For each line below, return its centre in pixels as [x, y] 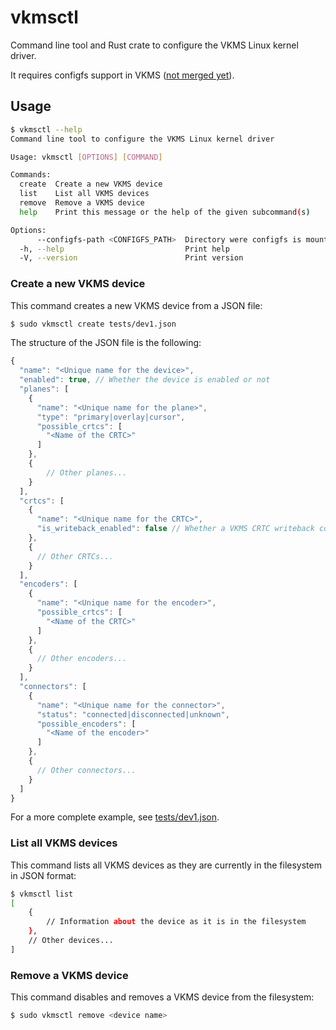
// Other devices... [71, 941]
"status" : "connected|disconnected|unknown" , [133, 714]
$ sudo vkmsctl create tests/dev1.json [93, 324]
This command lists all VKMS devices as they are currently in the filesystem [166, 865]
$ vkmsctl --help [46, 129]
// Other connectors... [86, 770]
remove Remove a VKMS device [82, 203]
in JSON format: [43, 875]
